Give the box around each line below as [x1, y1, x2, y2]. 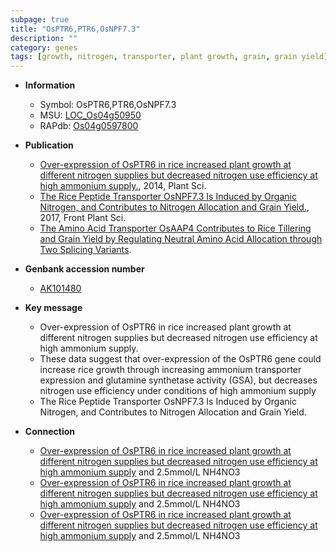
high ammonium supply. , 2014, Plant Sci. [39, 180, 207, 192]
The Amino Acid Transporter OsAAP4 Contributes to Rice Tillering [39, 222, 312, 235]
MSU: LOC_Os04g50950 [39, 109, 142, 121]
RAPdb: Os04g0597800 [39, 120, 139, 132]
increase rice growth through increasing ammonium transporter [39, 364, 302, 376]
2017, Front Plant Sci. [39, 212, 127, 224]
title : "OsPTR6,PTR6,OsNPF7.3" [10, 24, 141, 34]
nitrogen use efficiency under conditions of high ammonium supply [39, 385, 317, 397]
